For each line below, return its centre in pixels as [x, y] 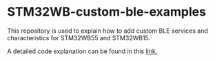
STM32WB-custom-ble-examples [107, 12]
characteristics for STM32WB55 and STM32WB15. [79, 37]
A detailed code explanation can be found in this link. [82, 51]
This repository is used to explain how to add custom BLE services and [108, 31]
